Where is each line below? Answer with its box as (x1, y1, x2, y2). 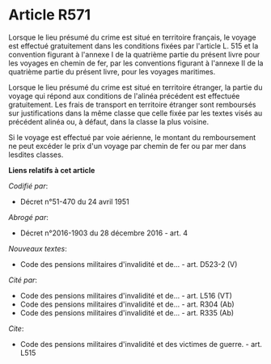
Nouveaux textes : (8, 243, 67, 253)
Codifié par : (8, 180, 49, 191)
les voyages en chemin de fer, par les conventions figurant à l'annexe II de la (8, 58, 264, 68)
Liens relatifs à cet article (8, 165, 95, 175)
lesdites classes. (8, 150, 64, 159)
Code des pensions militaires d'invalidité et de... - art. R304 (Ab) (19, 299, 235, 309)
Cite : (8, 324, 24, 333)
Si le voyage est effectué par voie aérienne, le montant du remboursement (8, 132, 256, 142)
